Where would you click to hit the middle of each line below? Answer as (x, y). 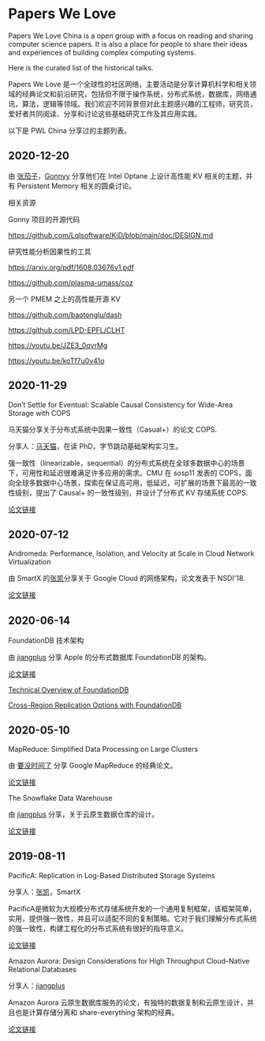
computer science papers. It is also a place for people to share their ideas (128, 43)
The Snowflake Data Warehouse (60, 798)
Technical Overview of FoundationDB (69, 690)
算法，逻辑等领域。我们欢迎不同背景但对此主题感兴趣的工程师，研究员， (139, 104)
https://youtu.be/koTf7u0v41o (56, 360)
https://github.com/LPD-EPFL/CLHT (67, 330)
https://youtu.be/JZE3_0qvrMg (58, 345)
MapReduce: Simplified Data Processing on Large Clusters (103, 749)
